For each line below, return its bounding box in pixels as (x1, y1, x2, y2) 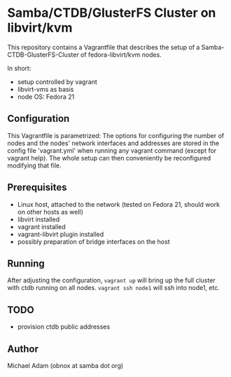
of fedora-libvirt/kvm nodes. (80, 50, 162, 59)
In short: (7, 64, 31, 72)
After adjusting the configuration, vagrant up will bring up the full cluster (7, 276, 216, 285)
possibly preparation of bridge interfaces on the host (17, 237, 170, 246)
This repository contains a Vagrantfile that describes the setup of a (7, 43, 200, 51)
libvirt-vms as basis (17, 85, 74, 93)
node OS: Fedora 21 (17, 92, 75, 101)
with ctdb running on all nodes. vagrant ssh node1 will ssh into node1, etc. (7, 284, 220, 292)
